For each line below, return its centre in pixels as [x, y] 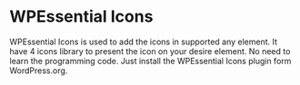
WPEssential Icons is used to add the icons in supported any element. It [144, 42]
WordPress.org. [39, 71]
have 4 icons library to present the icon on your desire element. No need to [150, 51]
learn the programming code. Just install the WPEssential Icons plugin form [150, 61]
